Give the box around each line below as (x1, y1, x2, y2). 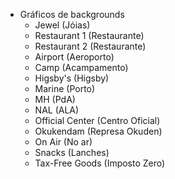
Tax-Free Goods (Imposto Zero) (34, 157, 166, 169)
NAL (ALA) (34, 104, 80, 116)
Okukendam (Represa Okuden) (34, 125, 163, 137)
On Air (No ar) (34, 136, 93, 148)
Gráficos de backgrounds (19, 9, 125, 20)
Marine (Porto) (34, 83, 96, 94)
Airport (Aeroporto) (34, 51, 115, 63)
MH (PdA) (34, 94, 76, 105)
